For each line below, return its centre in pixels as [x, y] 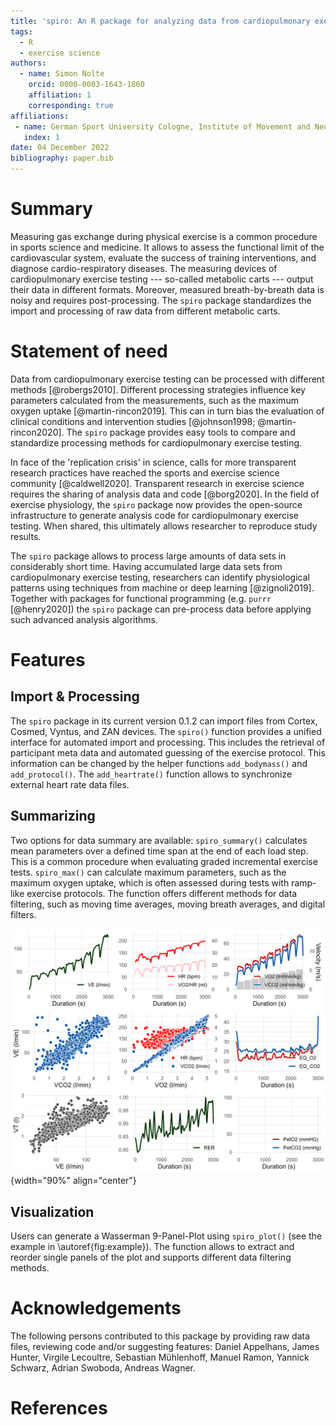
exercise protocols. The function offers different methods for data [162, 893]
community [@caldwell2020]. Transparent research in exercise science [157, 483]
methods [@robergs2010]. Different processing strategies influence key [158, 389]
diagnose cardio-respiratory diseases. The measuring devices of [144, 268]
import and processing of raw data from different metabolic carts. [145, 311]
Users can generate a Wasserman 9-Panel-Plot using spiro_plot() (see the [166, 1236]
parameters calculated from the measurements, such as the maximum [154, 400]
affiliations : [40, 116]
